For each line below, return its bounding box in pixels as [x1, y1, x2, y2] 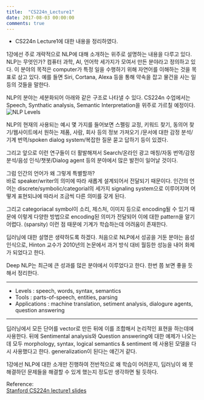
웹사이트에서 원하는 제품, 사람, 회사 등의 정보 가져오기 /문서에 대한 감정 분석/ [13, 128, 193, 136]
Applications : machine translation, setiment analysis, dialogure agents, [15, 300, 193, 307]
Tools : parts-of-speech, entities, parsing [15, 293, 118, 301]
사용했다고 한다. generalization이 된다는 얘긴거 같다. [12, 348, 137, 355]
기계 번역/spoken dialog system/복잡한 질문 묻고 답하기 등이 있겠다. [6, 136, 169, 144]
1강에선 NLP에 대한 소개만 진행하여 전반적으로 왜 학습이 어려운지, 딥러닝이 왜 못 [6, 360, 194, 368]
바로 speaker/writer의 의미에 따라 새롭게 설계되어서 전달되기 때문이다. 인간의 [6, 177, 188, 184]
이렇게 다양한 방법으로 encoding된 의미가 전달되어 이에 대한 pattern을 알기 [17, 213, 195, 220]
